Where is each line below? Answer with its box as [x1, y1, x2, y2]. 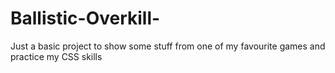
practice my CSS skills [10, 50, 103, 62]
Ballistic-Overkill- [10, 7, 161, 30]
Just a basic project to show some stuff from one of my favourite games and [10, 40, 326, 52]
